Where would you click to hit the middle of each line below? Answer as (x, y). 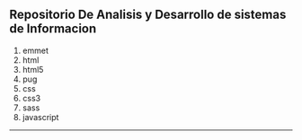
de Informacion (53, 29)
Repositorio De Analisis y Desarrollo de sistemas (148, 15)
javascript (40, 117)
